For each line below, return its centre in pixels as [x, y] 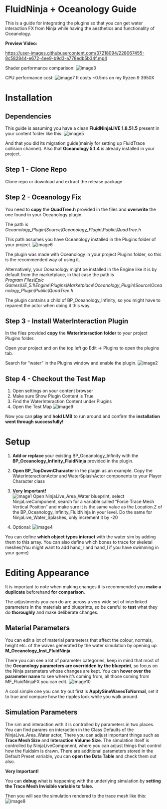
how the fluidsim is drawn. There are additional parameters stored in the [79, 751]
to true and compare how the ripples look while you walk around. [72, 696]
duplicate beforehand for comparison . [45, 592]
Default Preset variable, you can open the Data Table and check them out [81, 756]
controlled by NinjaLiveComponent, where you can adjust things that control [83, 746]
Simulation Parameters [41, 712]
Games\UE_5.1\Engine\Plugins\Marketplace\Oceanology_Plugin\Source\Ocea [84, 285]
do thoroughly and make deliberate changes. [52, 612]
